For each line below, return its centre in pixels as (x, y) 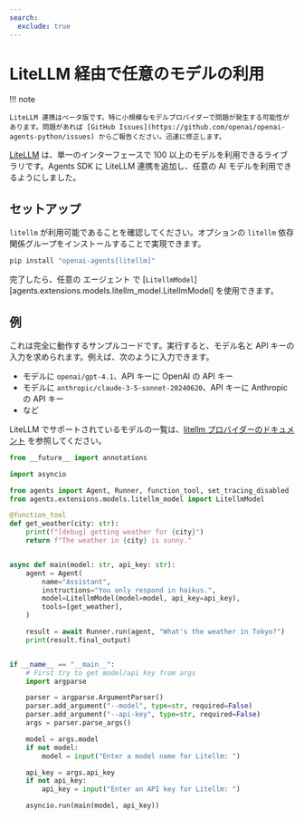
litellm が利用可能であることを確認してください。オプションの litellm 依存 (152, 233)
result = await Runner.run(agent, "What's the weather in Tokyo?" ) (155, 632)
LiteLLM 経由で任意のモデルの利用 (137, 74)
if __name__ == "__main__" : (62, 664)
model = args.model (62, 739)
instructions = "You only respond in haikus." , (129, 590)
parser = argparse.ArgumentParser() (95, 698)
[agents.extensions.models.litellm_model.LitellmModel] (112, 291)
